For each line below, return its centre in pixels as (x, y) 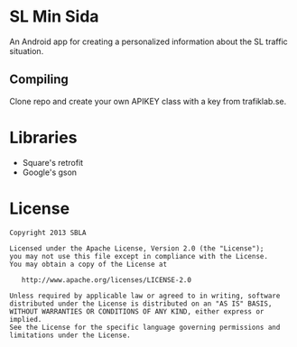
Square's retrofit (53, 162)
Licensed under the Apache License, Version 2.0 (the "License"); (137, 248)
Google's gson (50, 172)
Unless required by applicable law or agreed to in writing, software (145, 296)
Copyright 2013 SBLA (48, 233)
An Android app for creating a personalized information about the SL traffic (149, 41)
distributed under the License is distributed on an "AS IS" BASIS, (141, 304)
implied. (26, 319)
